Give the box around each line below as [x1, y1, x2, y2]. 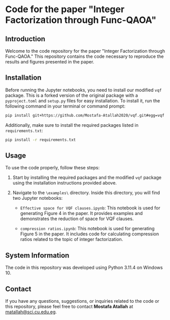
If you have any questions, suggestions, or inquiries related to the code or [5, 298, 160, 304]
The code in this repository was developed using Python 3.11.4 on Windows [5, 265, 163, 271]
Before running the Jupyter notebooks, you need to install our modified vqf [5, 87, 162, 93]
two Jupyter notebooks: [12, 195, 63, 201]
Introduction [5, 34, 46, 43]
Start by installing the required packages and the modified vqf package [12, 174, 161, 181]
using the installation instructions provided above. [12, 180, 117, 186]
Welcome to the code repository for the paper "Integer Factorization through [5, 48, 165, 54]
